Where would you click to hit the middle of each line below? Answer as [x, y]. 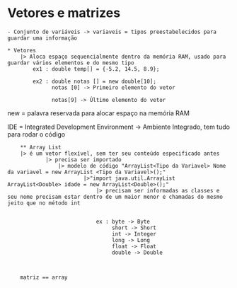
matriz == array [44, 277]
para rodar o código [36, 134]
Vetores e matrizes [64, 13]
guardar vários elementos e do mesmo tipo [71, 63]
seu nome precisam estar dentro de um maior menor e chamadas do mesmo [115, 197]
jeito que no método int [44, 203]
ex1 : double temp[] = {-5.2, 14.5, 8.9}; [96, 69]
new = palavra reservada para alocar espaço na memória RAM [98, 113]
